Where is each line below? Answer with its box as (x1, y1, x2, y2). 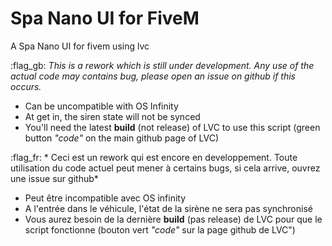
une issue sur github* (10, 172, 99, 184)
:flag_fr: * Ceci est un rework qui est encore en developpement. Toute (10, 151, 298, 163)
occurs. (10, 80, 42, 92)
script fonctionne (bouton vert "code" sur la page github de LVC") (24, 223, 296, 236)
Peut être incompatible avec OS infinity (24, 192, 187, 204)
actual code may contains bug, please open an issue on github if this (10, 70, 296, 82)
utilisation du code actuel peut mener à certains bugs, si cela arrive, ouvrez (10, 162, 321, 174)
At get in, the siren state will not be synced (24, 110, 201, 122)
